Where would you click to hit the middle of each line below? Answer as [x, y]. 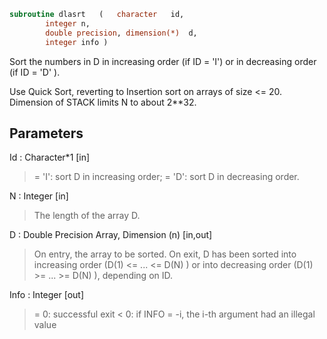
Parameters [46, 133]
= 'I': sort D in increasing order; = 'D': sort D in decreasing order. [166, 177]
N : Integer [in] [39, 196]
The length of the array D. [87, 216]
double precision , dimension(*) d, [121, 33]
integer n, [68, 23]
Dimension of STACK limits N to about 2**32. [103, 102]
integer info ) [77, 42]
